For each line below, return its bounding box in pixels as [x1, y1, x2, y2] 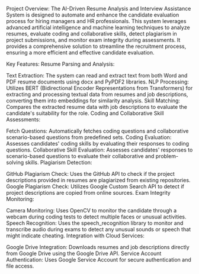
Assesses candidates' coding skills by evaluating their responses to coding [6, 140, 190, 147]
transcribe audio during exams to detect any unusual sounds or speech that [6, 226, 191, 233]
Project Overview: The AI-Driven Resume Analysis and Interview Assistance [6, 5, 191, 12]
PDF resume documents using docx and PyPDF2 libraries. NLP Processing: [6, 78, 190, 85]
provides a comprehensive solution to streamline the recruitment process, [6, 43, 187, 50]
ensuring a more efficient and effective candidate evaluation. [6, 49, 155, 56]
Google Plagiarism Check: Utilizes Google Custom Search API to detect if [6, 183, 185, 190]
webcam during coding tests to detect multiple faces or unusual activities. [6, 213, 187, 220]
